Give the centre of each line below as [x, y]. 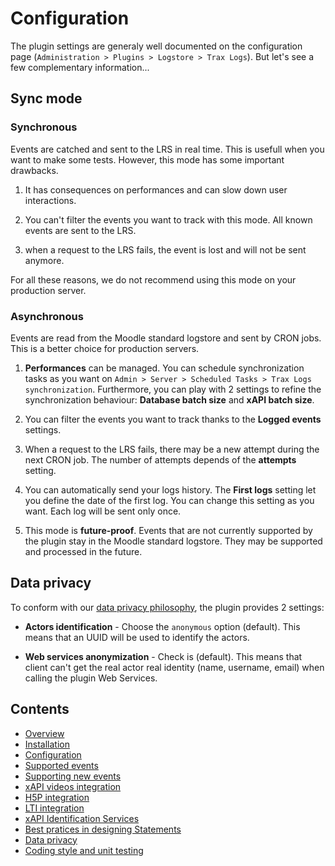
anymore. [44, 260]
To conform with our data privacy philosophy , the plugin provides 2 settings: [167, 607]
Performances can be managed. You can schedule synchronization [164, 368]
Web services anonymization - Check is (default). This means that [163, 656]
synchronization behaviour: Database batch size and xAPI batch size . [169, 399]
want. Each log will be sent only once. [103, 511]
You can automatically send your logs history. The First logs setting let [170, 489]
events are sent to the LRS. [80, 230]
